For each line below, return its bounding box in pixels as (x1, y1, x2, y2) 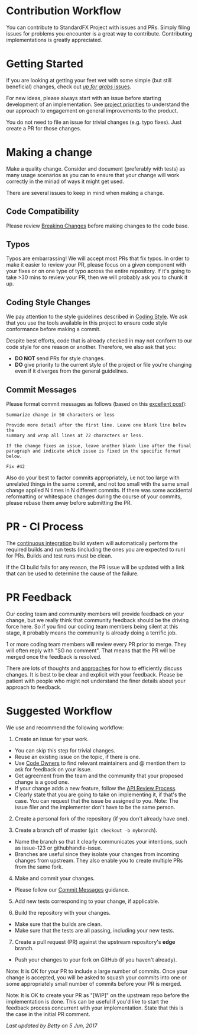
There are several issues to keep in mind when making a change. (6, 189, 164, 196)
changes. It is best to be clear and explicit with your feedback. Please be (6, 671, 183, 678)
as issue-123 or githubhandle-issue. (14, 844, 102, 851)
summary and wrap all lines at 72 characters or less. (6, 432, 144, 439)
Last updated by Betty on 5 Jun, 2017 (6, 1022, 98, 1029)
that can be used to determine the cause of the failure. (6, 570, 139, 577)
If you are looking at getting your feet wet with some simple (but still (6, 76, 172, 84)
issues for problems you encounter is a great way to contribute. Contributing (6, 30, 193, 37)
